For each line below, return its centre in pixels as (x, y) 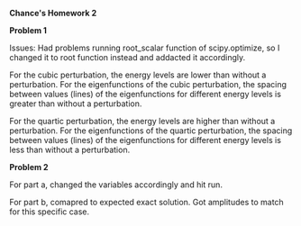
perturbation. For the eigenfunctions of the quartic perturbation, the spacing (151, 131)
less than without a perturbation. (70, 149)
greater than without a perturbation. (76, 104)
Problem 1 (28, 30)
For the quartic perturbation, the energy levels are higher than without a (142, 121)
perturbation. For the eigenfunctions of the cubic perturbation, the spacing (148, 84)
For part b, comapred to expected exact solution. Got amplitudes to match (146, 202)
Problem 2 (29, 167)
